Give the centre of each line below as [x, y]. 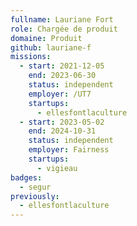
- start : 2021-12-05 [62, 66]
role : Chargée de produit [64, 29]
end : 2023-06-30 [62, 76]
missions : [31, 57]
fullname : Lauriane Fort [62, 19]
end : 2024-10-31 [62, 131]
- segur [35, 187]
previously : [35, 196]
